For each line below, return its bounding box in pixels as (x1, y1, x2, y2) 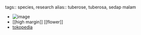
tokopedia (12, 24, 33, 30)
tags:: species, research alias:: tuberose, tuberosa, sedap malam (5, 4, 137, 10)
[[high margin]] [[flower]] (12, 19, 63, 25)
